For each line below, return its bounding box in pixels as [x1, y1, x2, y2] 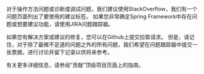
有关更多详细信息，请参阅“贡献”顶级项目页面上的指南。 [6, 61, 144, 69]
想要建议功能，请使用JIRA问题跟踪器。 [16, 21, 114, 27]
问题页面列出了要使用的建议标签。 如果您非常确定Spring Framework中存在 [6, 13, 192, 20]
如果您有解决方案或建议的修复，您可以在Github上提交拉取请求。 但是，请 [6, 33, 189, 41]
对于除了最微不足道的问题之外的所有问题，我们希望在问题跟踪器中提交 [16, 41, 192, 48]
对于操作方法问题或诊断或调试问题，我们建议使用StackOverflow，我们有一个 [6, 5, 198, 12]
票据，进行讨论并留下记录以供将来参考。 [11, 49, 113, 56]
